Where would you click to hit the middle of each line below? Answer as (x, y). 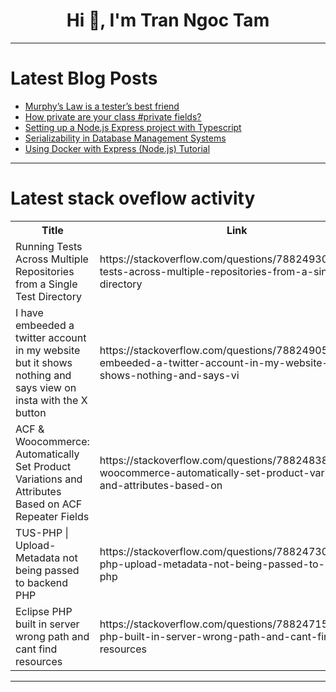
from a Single (46, 284)
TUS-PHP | (42, 532)
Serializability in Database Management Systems (125, 138)
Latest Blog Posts (84, 78)
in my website (48, 350)
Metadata (38, 557)
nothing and (43, 375)
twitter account (51, 337)
